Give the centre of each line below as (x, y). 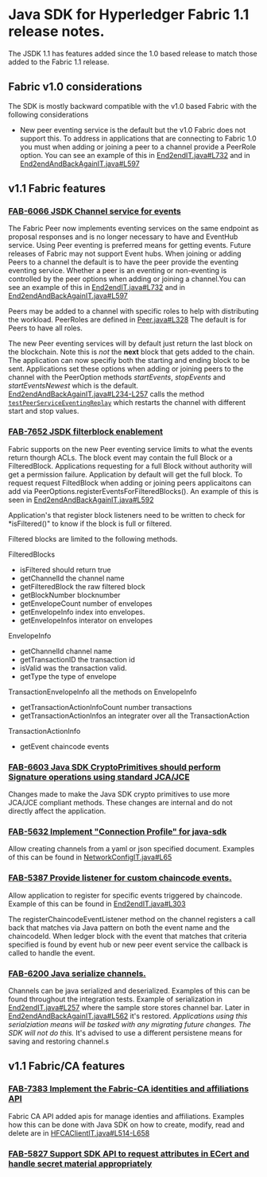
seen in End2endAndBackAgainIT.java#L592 (81, 500)
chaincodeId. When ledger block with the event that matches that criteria (128, 936)
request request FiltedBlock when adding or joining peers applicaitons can (130, 483)
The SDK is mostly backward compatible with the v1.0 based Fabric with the (132, 106)
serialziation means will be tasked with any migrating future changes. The (130, 1024)
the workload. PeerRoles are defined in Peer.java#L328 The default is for (128, 320)
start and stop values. (44, 411)
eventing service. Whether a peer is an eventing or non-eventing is (118, 271)
